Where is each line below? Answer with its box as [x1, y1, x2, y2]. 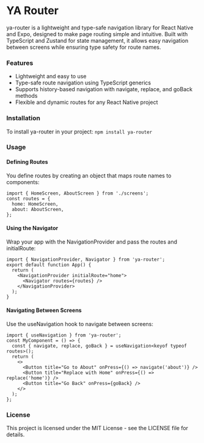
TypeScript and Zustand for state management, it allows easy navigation [6, 37, 189, 44]
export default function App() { [6, 261, 92, 268]
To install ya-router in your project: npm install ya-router [6, 128, 153, 135]
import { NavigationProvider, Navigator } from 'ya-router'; [6, 256, 166, 262]
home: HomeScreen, [12, 201, 59, 207]
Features [6, 59, 34, 67]
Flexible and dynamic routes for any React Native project [15, 99, 158, 106]
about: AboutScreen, [12, 206, 64, 212]
